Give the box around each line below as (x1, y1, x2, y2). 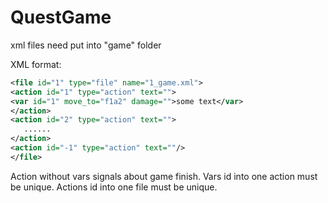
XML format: (10, 58, 62, 70)
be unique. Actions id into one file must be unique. (10, 181, 218, 193)
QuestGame (10, 6, 112, 29)
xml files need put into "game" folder (10, 39, 162, 51)
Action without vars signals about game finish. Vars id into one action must (10, 170, 318, 182)
